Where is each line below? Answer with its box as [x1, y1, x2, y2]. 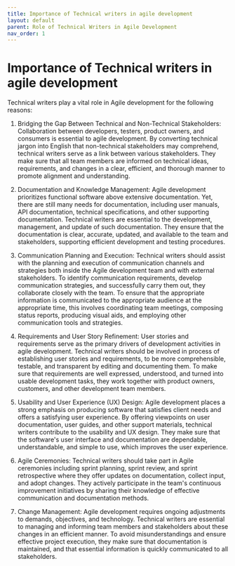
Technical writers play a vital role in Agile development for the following [7, 98, 214, 107]
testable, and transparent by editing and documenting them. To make [17, 362, 217, 371]
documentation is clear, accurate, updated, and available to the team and [17, 230, 229, 239]
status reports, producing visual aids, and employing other [17, 311, 187, 320]
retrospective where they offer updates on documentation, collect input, [17, 472, 226, 480]
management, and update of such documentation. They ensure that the [17, 223, 224, 231]
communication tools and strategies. [17, 319, 123, 327]
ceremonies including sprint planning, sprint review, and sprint [17, 464, 198, 472]
